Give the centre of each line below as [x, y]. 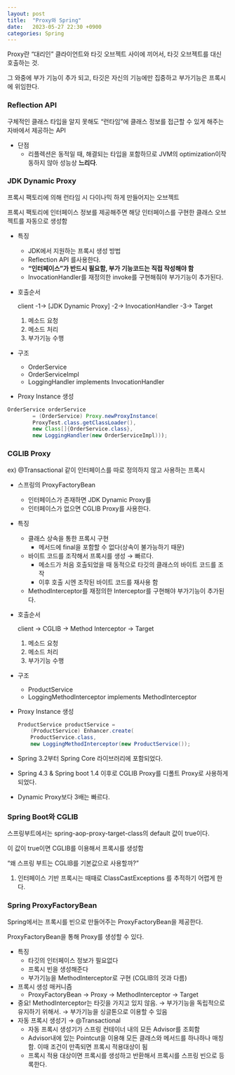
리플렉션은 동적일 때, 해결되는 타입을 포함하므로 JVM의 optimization [121, 154]
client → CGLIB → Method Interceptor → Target [86, 628]
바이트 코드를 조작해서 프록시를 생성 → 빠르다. [91, 555]
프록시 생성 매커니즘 [45, 987]
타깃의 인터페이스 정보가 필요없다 [73, 960]
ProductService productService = [66, 724]
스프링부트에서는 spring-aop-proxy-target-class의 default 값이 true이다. [109, 833]
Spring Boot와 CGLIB [43, 816]
